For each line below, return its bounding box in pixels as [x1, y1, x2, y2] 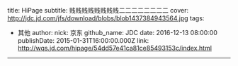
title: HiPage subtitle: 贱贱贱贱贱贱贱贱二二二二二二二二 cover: [7, 6, 189, 14]
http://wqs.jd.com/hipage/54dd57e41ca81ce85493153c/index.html [17, 44, 212, 52]
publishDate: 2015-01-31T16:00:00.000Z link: [17, 37, 149, 44]
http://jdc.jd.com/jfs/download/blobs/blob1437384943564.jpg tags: [7, 14, 205, 22]
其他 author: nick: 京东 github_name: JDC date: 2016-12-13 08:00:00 [17, 29, 217, 37]
